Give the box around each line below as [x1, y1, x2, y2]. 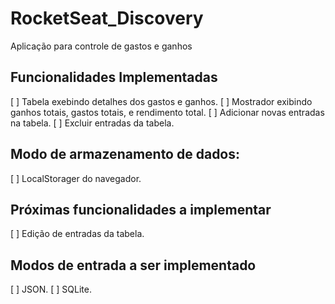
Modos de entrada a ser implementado [10, 257, 257, 274]
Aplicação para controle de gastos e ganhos [10, 40, 193, 52]
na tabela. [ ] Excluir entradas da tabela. [10, 117, 175, 129]
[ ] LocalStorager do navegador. [10, 172, 142, 184]
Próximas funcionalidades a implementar [10, 201, 272, 218]
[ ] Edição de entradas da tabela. [10, 228, 145, 240]
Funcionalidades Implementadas [10, 69, 218, 86]
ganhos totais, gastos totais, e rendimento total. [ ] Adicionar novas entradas [10, 106, 325, 118]
